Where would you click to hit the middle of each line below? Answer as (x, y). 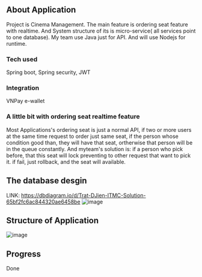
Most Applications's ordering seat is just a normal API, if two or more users (99, 129)
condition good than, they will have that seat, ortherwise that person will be (99, 142)
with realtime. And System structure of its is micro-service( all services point (101, 31)
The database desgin (47, 181)
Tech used (22, 59)
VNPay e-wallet (26, 101)
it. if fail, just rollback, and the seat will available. (66, 161)
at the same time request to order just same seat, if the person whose (92, 136)
